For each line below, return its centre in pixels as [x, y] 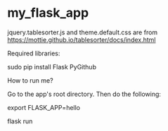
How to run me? [31, 80]
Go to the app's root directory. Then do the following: [84, 94]
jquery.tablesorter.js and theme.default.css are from [83, 32]
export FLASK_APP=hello [44, 107]
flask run [20, 121]
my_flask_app [48, 13]
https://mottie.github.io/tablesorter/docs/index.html [82, 39]
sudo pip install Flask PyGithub [52, 67]
